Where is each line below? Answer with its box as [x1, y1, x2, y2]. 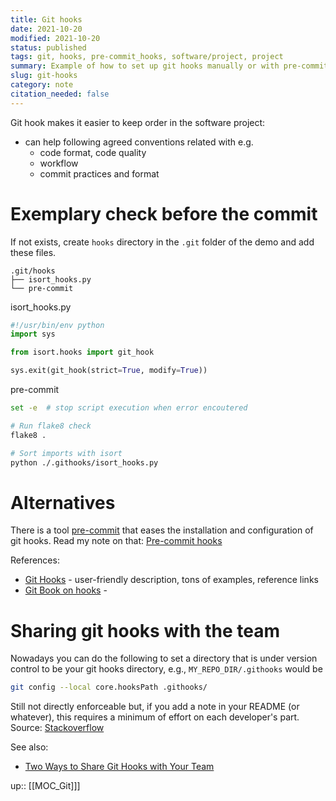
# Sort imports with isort [10, 448, 123, 458]
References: [10, 554, 60, 566]
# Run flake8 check [10, 421, 92, 431]
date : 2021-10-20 [10, 24, 83, 34]
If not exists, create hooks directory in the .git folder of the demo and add [10, 236, 315, 248]
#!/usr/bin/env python [10, 320, 105, 330]
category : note [10, 80, 74, 90]
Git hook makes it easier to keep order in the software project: [10, 116, 266, 128]
